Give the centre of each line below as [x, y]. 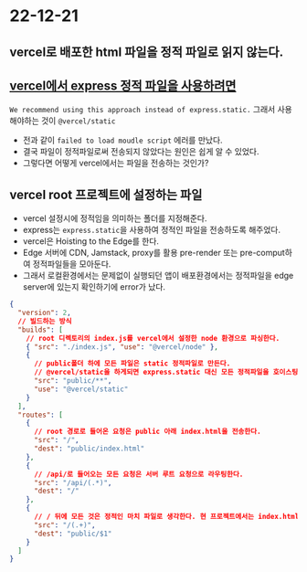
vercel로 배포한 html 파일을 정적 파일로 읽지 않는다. [147, 52]
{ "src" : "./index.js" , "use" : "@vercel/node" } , [122, 347]
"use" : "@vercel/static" [81, 389]
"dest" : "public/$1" [73, 534]
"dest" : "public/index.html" [89, 449]
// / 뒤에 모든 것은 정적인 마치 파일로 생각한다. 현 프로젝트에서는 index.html [166, 517]
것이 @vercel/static [78, 121]
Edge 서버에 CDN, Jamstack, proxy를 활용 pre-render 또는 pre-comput [153, 253]
